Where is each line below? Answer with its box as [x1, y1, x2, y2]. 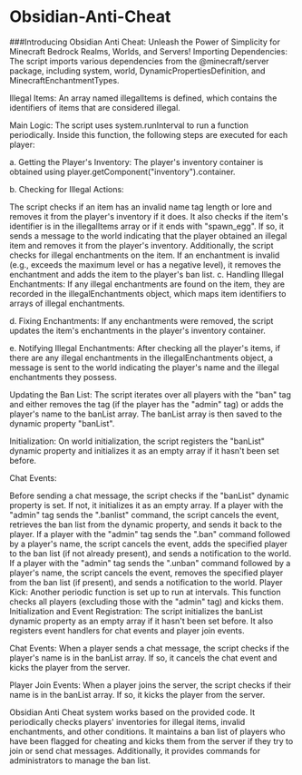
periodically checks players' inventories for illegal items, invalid [9, 716, 246, 727]
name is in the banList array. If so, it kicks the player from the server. [9, 689, 266, 700]
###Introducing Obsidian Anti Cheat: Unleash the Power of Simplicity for [9, 36, 281, 47]
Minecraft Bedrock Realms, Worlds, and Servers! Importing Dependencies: [9, 45, 288, 56]
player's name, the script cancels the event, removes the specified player [9, 567, 284, 578]
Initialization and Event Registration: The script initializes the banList [9, 605, 263, 616]
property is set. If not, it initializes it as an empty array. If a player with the [9, 499, 284, 510]
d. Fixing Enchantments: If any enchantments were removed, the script [9, 315, 274, 326]
